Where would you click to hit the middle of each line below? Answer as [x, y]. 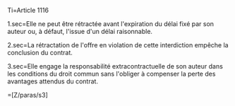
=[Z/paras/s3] [28, 95]
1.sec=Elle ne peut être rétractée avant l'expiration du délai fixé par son [110, 24]
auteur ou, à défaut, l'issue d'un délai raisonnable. [80, 31]
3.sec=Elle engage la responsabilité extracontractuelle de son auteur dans [115, 66]
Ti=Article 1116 [28, 10]
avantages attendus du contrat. [53, 81]
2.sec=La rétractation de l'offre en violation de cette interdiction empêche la [118, 45]
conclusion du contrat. [40, 53]
